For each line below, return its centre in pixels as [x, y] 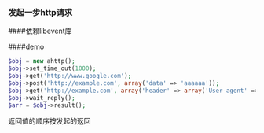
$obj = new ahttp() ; [42, 61]
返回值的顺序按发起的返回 [49, 121]
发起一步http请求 [40, 12]
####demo [26, 47]
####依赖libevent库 [40, 31]
